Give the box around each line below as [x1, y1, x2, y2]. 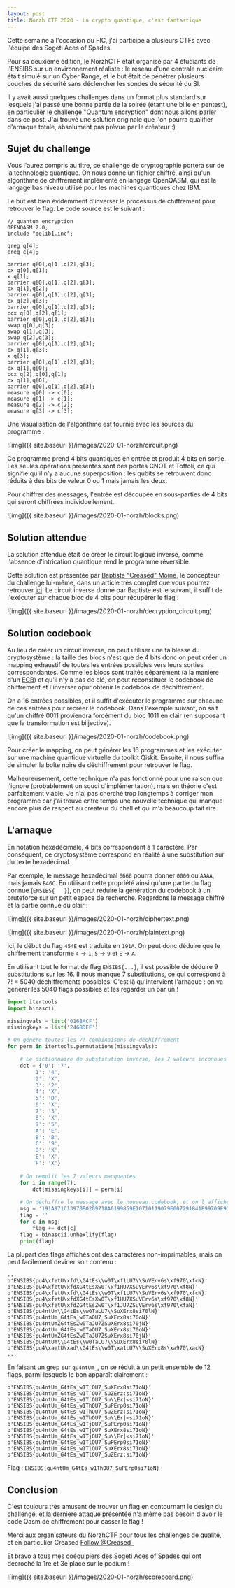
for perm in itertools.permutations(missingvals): [7, 1043, 158, 1050]
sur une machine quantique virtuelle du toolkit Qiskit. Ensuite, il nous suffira [7, 753, 225, 761]
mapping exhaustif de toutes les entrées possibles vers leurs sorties [7, 660, 204, 668]
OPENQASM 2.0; [7, 224, 49, 231]
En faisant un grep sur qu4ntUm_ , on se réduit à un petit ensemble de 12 [7, 1363, 211, 1371]
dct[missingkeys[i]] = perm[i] [32, 1186, 124, 1193]
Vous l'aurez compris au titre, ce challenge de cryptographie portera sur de [7, 162, 225, 170]
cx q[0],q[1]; [7, 267, 49, 274]
